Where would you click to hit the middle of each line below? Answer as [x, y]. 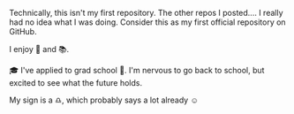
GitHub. [23, 31]
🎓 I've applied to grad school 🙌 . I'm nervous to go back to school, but [137, 70]
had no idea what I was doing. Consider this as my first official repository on [147, 22]
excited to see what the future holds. [76, 83]
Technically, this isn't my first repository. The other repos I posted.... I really [147, 13]
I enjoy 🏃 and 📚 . [39, 49]
